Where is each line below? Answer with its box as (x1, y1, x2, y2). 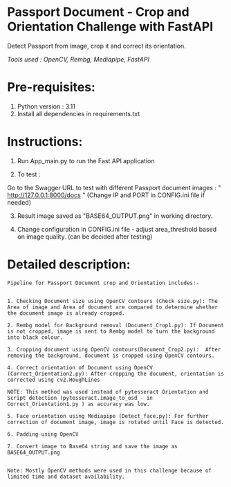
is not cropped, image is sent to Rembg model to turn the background (7, 328, 215, 335)
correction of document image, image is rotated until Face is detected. (7, 419, 225, 425)
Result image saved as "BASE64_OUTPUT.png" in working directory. (17, 212, 213, 220)
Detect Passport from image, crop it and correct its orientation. (7, 42, 187, 50)
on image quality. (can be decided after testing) (17, 232, 153, 241)
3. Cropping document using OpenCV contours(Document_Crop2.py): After (7, 346, 221, 353)
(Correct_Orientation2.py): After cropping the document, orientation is (7, 370, 225, 377)
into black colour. (7, 333, 64, 341)
